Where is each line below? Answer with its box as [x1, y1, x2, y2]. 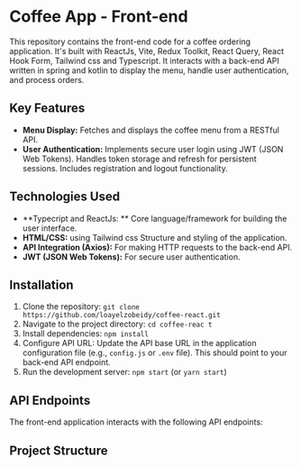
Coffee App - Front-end [9, 6, 188, 27]
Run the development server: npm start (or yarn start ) [22, 367, 227, 378]
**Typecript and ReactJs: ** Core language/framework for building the [22, 213, 287, 224]
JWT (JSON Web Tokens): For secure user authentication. [22, 251, 241, 262]
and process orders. [9, 74, 85, 85]
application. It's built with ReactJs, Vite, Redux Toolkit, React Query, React [9, 45, 285, 56]
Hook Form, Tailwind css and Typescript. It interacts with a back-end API [9, 55, 279, 66]
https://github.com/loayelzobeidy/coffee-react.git [22, 311, 221, 320]
